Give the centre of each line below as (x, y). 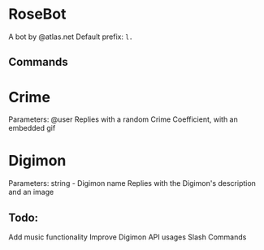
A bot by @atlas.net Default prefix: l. (71, 37)
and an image (31, 192)
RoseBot (37, 14)
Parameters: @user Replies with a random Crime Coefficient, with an (123, 119)
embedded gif (32, 128)
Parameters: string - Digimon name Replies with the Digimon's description (132, 183)
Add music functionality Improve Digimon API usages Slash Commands (128, 237)
